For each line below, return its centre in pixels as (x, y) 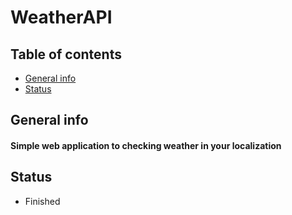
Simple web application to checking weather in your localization (146, 145)
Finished (42, 201)
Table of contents (66, 54)
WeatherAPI (61, 17)
